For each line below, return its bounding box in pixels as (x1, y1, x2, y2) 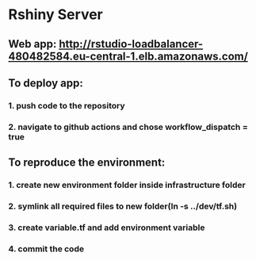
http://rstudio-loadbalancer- (59, 37, 204, 51)
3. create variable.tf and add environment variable (8, 222, 205, 233)
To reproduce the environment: (8, 156, 166, 170)
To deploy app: (8, 76, 83, 90)
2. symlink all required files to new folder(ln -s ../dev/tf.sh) (8, 201, 238, 212)
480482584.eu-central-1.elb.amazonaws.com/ (8, 49, 248, 63)
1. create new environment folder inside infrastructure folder (8, 180, 246, 191)
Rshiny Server (8, 6, 103, 24)
